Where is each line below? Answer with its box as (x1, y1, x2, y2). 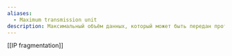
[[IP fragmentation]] (7, 42, 64, 50)
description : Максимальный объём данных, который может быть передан (7, 23, 212, 29)
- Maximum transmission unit (13, 16, 97, 23)
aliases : (7, 10, 32, 17)
